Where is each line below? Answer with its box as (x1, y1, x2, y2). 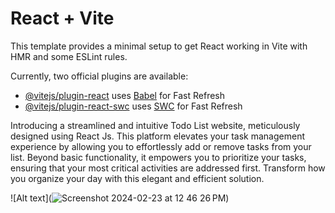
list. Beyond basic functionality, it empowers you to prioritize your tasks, (10, 151, 307, 163)
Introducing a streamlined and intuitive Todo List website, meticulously (10, 119, 301, 131)
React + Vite (10, 7, 115, 30)
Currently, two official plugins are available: (10, 70, 189, 82)
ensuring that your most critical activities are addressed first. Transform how (10, 162, 326, 174)
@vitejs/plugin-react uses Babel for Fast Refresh (24, 89, 226, 101)
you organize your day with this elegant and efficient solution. (10, 172, 265, 184)
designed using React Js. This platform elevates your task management (10, 130, 305, 142)
